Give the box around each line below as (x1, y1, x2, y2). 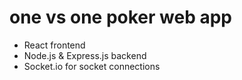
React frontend (23, 39, 86, 51)
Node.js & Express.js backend (23, 49, 147, 61)
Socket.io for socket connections (23, 60, 161, 72)
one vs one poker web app (9, 6, 233, 29)
